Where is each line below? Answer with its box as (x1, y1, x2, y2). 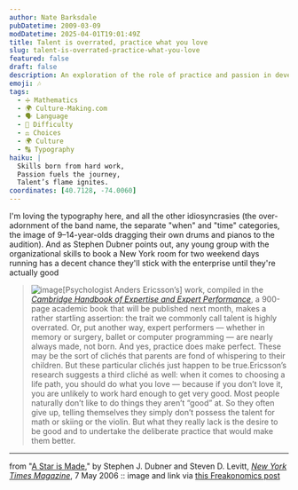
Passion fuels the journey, (17, 170, 122, 178)
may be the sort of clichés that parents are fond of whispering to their (30, 351, 286, 360)
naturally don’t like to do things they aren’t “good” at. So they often (30, 398, 275, 408)
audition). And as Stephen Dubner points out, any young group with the (9, 239, 270, 249)
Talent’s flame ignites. (17, 178, 109, 187)
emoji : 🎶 (9, 79, 42, 88)
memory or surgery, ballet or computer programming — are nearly (30, 332, 273, 342)
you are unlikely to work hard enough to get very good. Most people (30, 388, 280, 399)
